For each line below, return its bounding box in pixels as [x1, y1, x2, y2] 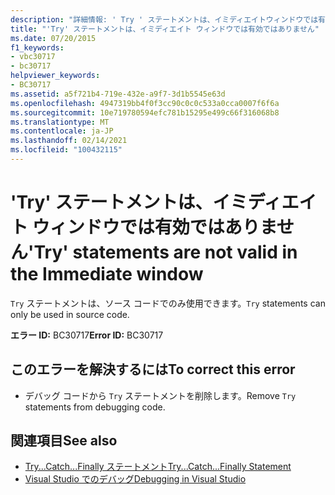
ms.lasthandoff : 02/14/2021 [10, 136, 128, 146]
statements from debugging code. [24, 401, 166, 413]
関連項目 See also [10, 432, 118, 450]
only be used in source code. [10, 308, 130, 320]
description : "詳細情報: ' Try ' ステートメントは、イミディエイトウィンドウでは [10, 14, 319, 25]
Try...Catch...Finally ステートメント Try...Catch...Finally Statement [24, 461, 292, 473]
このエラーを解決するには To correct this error [10, 361, 296, 378]
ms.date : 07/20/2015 [10, 33, 97, 43]
